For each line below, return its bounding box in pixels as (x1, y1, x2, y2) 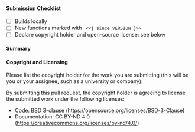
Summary (6, 45, 31, 52)
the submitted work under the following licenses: (6, 95, 125, 103)
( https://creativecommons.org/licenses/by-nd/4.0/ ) (14, 120, 139, 127)
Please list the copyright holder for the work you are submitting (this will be (6, 71, 189, 79)
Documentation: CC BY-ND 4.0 (14, 113, 90, 120)
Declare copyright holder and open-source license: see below (14, 31, 165, 38)
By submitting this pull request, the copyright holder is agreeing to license (6, 89, 186, 97)
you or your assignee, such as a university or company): (6, 78, 143, 85)
